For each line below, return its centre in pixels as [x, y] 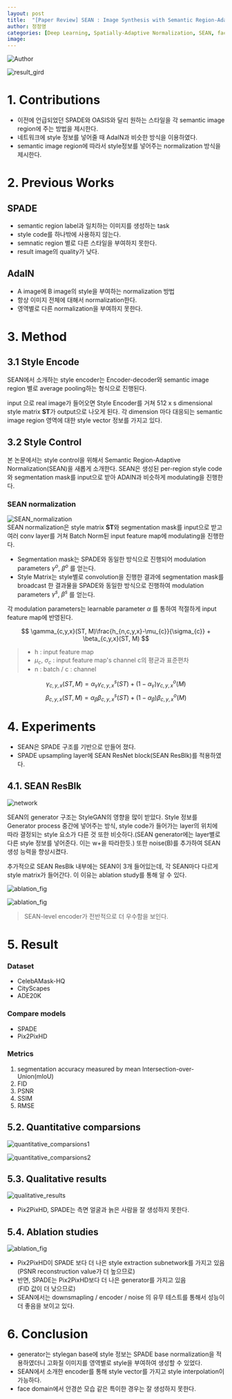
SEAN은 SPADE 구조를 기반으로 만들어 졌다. [76, 747]
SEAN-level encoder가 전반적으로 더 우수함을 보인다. [96, 916]
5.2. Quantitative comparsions [74, 1127]
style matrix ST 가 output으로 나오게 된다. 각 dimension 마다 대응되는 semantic [115, 411]
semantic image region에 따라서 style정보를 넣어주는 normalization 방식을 [119, 146]
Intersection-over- [168, 1069]
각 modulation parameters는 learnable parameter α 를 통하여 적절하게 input [112, 609]
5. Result [33, 945]
